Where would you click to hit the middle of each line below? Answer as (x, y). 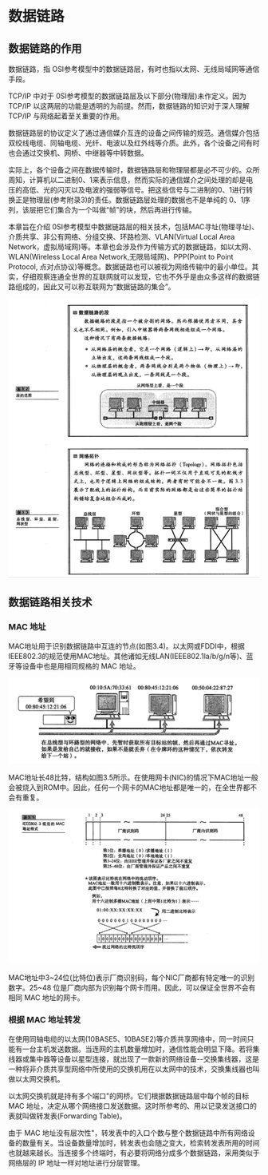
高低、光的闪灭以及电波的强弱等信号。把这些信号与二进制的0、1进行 (134, 190)
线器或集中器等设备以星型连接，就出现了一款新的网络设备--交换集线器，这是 (134, 1058)
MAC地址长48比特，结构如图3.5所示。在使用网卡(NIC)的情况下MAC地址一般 (134, 777)
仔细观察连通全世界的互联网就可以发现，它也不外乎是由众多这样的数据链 (141, 277)
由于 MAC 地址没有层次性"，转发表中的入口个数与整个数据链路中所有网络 (128, 1133)
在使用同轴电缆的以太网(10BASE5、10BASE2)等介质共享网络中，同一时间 (128, 1038)
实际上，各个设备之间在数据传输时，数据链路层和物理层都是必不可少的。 (127, 170)
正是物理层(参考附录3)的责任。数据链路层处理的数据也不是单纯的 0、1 (129, 200)
